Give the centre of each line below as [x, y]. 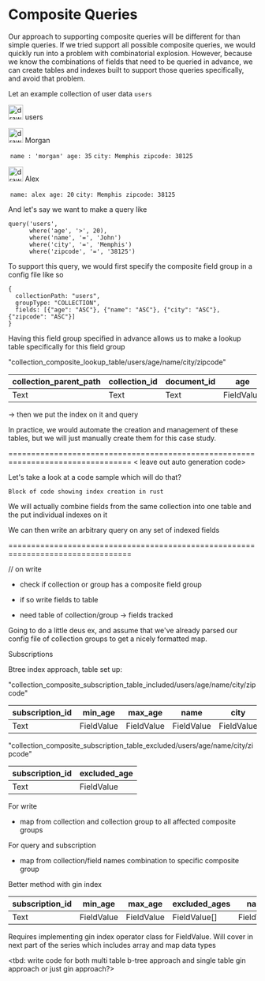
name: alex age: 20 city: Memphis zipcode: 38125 [93, 194]
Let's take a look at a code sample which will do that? [95, 477]
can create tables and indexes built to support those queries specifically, [126, 70]
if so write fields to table [59, 599]
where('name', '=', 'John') [75, 238]
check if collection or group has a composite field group [111, 584]
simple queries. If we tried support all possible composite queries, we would [132, 44]
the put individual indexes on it [58, 515]
